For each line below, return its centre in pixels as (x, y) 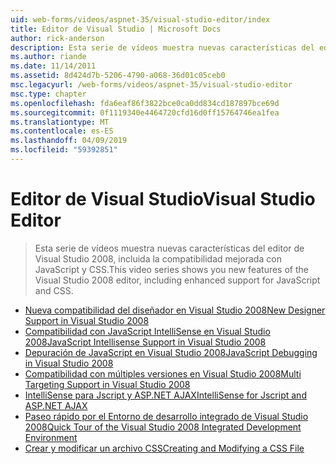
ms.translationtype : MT (60, 122)
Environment (51, 437)
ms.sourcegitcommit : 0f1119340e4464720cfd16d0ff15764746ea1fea (145, 112)
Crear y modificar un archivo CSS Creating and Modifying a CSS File (164, 448)
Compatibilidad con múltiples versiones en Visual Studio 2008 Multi (163, 373)
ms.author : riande (48, 57)
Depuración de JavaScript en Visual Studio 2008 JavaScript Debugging (171, 352)
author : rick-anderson (57, 38)
